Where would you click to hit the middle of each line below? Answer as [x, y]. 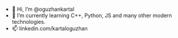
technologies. [29, 22]
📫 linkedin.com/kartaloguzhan [50, 28]
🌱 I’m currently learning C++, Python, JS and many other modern [92, 15]
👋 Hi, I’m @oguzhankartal [43, 9]
